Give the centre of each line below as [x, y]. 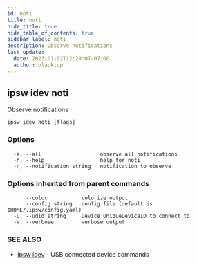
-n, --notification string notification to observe [92, 166]
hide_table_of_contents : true [51, 33]
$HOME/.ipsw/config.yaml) [44, 210]
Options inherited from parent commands [78, 183]
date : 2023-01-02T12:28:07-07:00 [62, 59]
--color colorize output [77, 198]
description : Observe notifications [60, 46]
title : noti [24, 20]
